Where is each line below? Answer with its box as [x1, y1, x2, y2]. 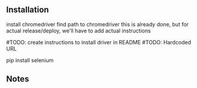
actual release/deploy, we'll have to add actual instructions [6, 27, 151, 34]
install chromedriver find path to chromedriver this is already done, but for [6, 20, 189, 28]
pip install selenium [6, 56, 54, 63]
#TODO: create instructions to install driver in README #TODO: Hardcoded [6, 38, 192, 45]
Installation [6, 5, 49, 15]
